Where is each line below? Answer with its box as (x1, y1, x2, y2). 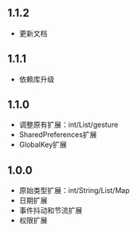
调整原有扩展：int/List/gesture (18, 120, 119, 130)
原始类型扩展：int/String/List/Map (18, 186, 130, 195)
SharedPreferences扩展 (18, 130, 97, 140)
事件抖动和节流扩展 (18, 206, 83, 215)
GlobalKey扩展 (18, 140, 67, 150)
